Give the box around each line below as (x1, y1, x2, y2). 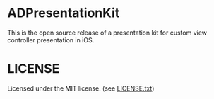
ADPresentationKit (7, 5, 120, 21)
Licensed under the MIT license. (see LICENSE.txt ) (7, 83, 155, 93)
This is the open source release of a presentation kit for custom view (7, 28, 207, 37)
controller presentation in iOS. (7, 35, 95, 44)
